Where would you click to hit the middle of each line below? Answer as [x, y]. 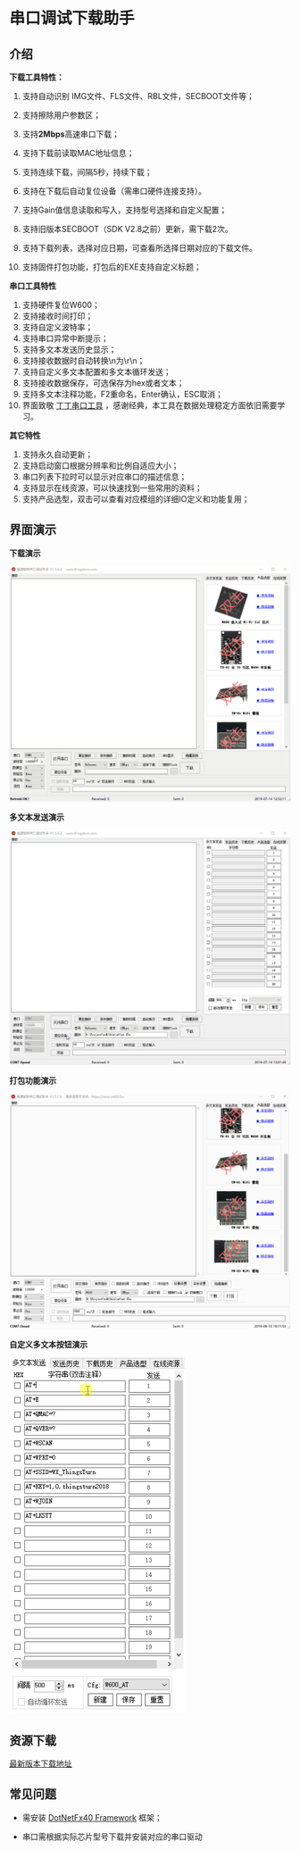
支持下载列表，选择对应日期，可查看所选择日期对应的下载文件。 [139, 248]
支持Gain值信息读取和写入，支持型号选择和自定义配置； [125, 210]
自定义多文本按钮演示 [48, 1345]
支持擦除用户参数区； [61, 115]
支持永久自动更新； [58, 454]
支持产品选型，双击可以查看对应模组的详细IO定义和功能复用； [136, 499]
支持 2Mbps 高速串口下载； [71, 134]
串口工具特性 [33, 286]
